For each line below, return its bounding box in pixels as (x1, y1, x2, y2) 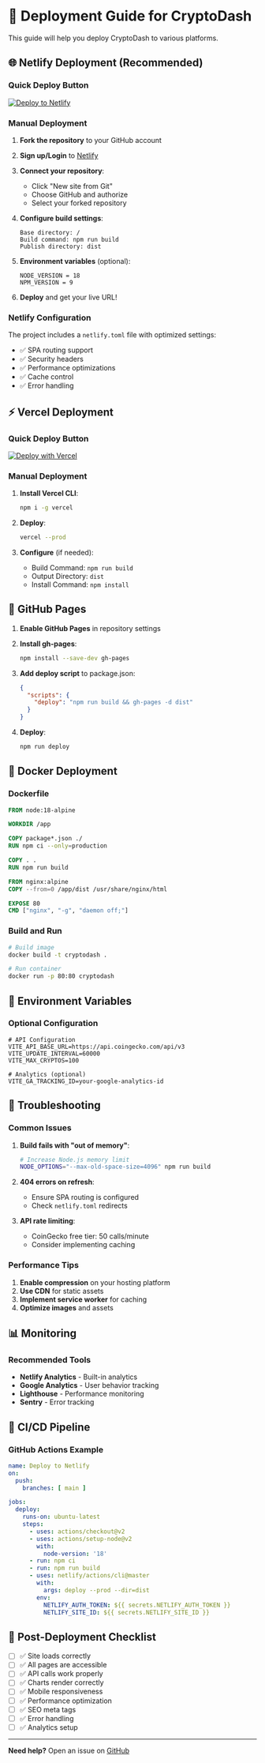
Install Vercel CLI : (19, 489, 79, 498)
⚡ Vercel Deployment (8, 405, 114, 419)
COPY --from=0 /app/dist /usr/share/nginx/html (8, 885, 168, 893)
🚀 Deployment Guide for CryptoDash (8, 7, 252, 25)
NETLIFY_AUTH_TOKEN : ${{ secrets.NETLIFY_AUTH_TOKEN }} (43, 1601, 231, 1609)
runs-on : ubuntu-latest (22, 1513, 101, 1521)
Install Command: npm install (31, 580, 129, 589)
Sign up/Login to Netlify (19, 150, 99, 160)
